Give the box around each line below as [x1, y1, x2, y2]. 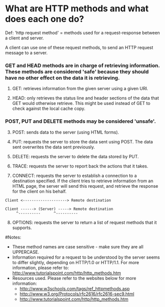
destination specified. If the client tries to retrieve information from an [12, 178, 154, 184]
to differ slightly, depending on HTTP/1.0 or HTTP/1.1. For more [12, 259, 139, 265]
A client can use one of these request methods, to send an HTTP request [5, 44, 154, 50]
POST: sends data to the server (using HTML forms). [12, 129, 119, 135]
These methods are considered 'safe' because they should [5, 68, 149, 75]
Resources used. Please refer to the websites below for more [12, 275, 136, 281]
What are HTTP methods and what [5, 3, 149, 14]
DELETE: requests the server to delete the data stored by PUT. [12, 153, 139, 159]
